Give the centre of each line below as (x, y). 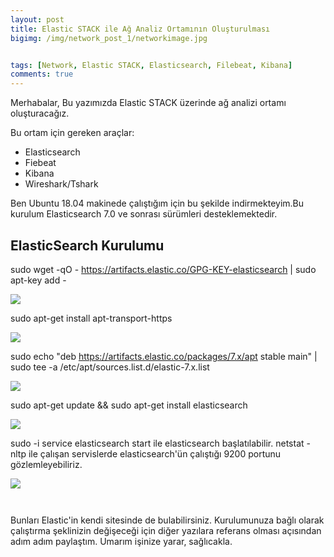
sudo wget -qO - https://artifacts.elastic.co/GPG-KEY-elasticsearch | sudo (163, 269)
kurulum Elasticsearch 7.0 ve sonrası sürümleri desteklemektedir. (144, 214)
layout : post (37, 19)
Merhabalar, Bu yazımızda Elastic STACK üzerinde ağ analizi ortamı (148, 103)
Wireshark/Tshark (61, 184)
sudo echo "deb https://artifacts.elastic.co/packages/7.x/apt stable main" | (164, 356)
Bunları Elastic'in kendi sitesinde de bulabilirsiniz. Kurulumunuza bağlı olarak (167, 520)
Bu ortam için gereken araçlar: (72, 133)
